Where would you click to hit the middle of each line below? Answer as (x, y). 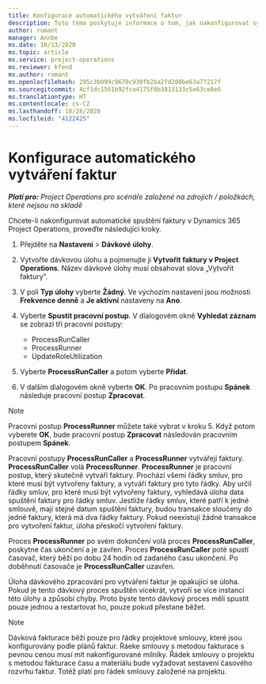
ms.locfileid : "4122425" (49, 119)
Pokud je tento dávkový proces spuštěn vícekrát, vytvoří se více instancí (126, 590)
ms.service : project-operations (61, 60)
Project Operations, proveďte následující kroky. (85, 229)
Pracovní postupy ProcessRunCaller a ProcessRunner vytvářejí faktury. (126, 458)
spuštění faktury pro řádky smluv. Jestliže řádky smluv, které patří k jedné (129, 500)
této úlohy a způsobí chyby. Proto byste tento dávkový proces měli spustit (129, 598)
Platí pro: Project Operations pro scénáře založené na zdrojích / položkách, (132, 197)
